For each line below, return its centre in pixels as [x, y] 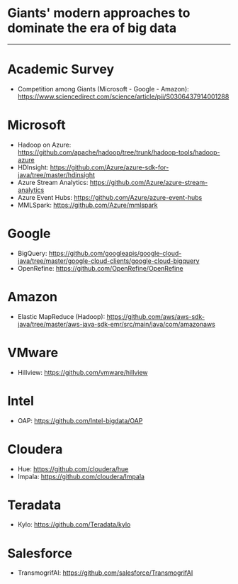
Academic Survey [61, 69]
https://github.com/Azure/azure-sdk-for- [109, 167]
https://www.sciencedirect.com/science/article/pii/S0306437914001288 [123, 96]
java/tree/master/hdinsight [56, 174]
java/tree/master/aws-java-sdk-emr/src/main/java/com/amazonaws [117, 324]
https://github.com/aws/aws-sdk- [156, 316]
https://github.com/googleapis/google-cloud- [115, 253]
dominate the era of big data [92, 28]
